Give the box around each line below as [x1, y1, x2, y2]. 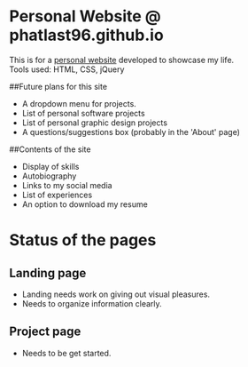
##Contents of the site [9, 144, 91, 155]
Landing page [9, 265, 87, 281]
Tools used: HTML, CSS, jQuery [9, 64, 125, 75]
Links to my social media [21, 180, 112, 190]
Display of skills [21, 161, 80, 172]
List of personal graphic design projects [21, 117, 168, 128]
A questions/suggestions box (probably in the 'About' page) [21, 126, 241, 137]
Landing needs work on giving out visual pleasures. [21, 289, 211, 299]
